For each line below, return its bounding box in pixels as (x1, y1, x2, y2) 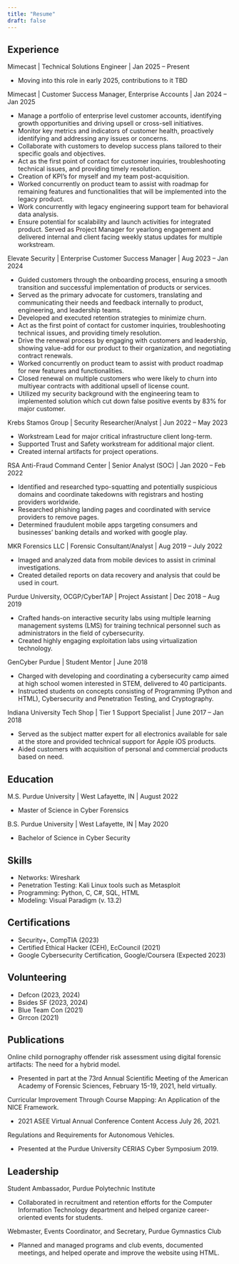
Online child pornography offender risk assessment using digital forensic (7, 1053, 221, 1061)
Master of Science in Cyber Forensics (17, 806, 129, 814)
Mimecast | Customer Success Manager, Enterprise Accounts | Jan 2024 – (7, 90, 227, 98)
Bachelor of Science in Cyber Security (17, 834, 131, 842)
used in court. (17, 579, 59, 587)
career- (187, 1205, 210, 1214)
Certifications (7, 916, 71, 929)
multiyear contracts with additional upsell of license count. (17, 382, 190, 390)
